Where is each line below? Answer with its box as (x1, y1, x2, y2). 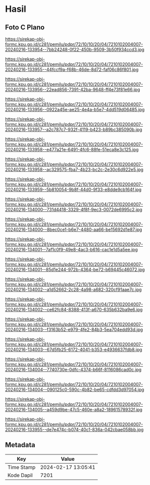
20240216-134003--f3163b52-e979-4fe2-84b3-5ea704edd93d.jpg (5, 326, 143, 332)
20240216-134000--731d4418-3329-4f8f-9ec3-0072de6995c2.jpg (5, 207, 143, 212)
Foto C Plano (5, 23, 45, 32)
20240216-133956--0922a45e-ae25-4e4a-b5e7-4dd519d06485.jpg (5, 107, 145, 112)
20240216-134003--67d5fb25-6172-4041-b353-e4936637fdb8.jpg (5, 347, 143, 353)
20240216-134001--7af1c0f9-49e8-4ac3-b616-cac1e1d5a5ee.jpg (5, 247, 138, 252)
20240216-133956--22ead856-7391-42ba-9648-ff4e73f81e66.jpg (5, 87, 140, 92)
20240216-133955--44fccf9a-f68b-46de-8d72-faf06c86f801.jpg (5, 66, 139, 72)
